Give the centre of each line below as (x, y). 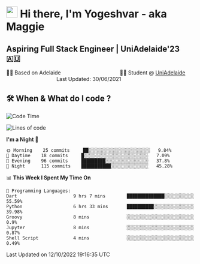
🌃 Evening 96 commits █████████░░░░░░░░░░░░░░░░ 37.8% (88, 161)
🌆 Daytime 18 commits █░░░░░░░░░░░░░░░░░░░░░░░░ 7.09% (88, 155)
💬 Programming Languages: (38, 191)
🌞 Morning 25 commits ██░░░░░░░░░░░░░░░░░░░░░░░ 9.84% (89, 150)
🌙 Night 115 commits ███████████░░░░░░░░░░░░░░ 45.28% (89, 166)
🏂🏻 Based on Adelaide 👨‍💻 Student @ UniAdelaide (96, 73)
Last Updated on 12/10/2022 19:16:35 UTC (58, 254)
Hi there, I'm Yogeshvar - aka (94, 14)
